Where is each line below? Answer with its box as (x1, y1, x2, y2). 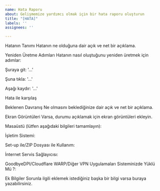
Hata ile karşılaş (5, 95, 37, 101)
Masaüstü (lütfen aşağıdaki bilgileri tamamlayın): (5, 123, 102, 129)
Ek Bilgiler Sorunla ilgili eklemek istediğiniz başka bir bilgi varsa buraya (5, 175, 147, 181)
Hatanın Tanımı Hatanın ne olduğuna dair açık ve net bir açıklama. (5, 43, 136, 49)
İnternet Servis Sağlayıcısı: (5, 152, 58, 157)
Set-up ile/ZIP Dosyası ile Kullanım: (5, 142, 75, 148)
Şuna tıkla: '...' (5, 76, 33, 82)
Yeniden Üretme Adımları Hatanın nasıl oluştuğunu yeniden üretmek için (5, 52, 149, 58)
